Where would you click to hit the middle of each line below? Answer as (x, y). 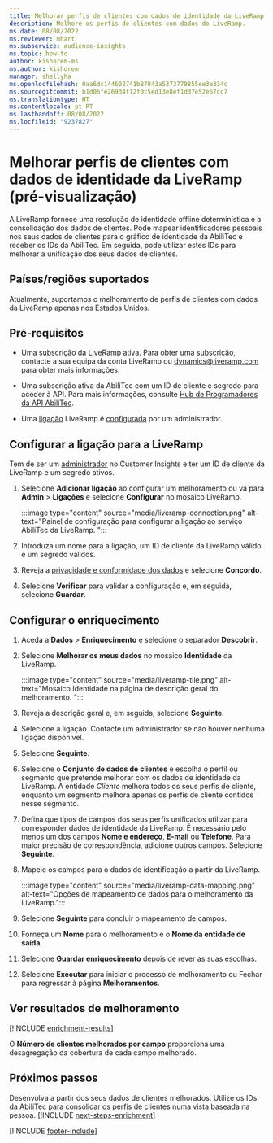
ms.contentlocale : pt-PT (51, 107)
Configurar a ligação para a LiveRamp (106, 444)
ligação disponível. (52, 738)
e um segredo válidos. (58, 555)
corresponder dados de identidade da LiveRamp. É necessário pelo (134, 828)
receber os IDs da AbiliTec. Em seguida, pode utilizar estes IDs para (123, 245)
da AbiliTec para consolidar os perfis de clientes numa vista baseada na (130, 1106)
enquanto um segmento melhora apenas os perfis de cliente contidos (137, 795)
